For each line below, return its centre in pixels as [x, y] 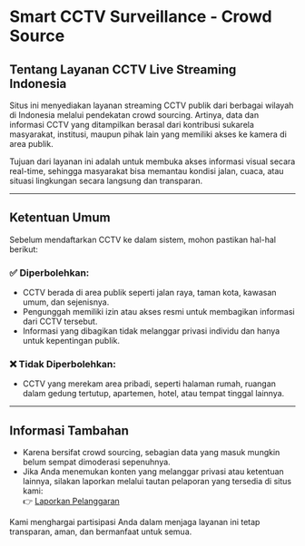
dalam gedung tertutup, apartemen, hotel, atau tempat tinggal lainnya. [153, 394]
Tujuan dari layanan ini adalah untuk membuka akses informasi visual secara [152, 161]
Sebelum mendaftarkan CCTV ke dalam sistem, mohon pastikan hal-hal [143, 239]
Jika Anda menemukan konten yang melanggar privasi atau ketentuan [153, 472]
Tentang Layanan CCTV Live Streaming [123, 69]
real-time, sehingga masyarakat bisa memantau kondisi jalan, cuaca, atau [147, 171]
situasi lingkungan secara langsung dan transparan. [106, 180]
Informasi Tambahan [69, 430]
